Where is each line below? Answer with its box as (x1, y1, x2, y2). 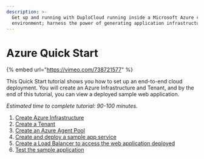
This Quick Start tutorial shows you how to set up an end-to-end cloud (6, 78, 183, 85)
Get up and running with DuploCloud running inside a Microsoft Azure (12, 15, 194, 21)
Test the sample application (15, 146, 84, 154)
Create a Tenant (15, 120, 56, 128)
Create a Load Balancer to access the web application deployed (15, 140, 175, 147)
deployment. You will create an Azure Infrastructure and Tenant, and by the (6, 84, 194, 91)
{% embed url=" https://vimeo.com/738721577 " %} (6, 66, 134, 73)
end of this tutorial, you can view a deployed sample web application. (6, 91, 180, 98)
